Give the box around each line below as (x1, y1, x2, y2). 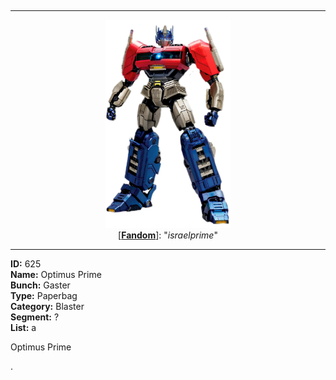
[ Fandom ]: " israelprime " (118, 229, 218, 241)
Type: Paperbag (10, 290, 78, 301)
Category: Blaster (10, 301, 85, 312)
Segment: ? (10, 311, 60, 323)
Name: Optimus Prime (10, 269, 102, 280)
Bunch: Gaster (10, 279, 71, 291)
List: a (10, 322, 37, 333)
